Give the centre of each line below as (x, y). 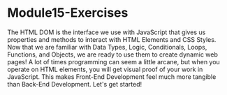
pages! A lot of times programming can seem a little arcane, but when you (113, 61)
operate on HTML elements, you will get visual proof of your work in (105, 69)
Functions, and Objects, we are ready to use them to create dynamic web (113, 54)
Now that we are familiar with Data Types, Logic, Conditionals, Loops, (107, 47)
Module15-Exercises (68, 13)
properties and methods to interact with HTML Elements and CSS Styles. (112, 39)
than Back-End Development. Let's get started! (75, 84)
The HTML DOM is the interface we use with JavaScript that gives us (107, 32)
